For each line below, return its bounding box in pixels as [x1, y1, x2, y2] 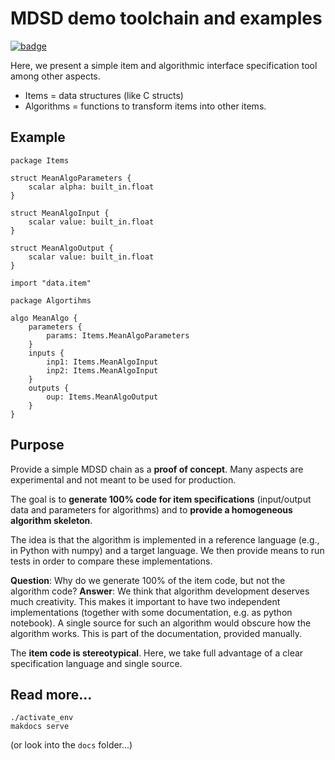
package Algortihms [10, 295, 92, 306]
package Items [10, 155, 70, 166]
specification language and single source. [10, 657, 183, 669]
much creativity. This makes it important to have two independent [10, 595, 281, 607]
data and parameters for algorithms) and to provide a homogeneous [10, 503, 293, 516]
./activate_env [10, 713, 74, 723]
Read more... [10, 686, 93, 703]
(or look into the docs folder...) [10, 739, 133, 751]
